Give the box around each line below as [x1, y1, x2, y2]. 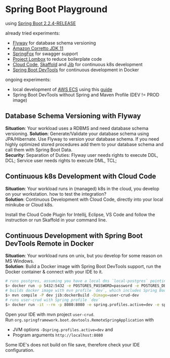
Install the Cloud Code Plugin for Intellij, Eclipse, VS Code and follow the [5, 211, 155, 217]
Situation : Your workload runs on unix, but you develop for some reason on [5, 253, 163, 259]
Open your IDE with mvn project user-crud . [5, 311, 95, 317]
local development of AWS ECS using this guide [12, 86, 112, 92]
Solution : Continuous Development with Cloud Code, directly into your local [5, 196, 163, 202]
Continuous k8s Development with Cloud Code [5, 172, 156, 181]
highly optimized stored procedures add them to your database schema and [5, 141, 164, 147]
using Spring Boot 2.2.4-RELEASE [5, 20, 76, 26]
